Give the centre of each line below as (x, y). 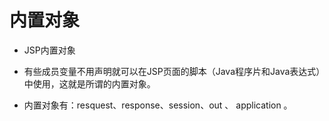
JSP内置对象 (49, 50)
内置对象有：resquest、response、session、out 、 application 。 (158, 105)
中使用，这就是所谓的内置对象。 (89, 83)
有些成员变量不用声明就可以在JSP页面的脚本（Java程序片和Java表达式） (172, 71)
